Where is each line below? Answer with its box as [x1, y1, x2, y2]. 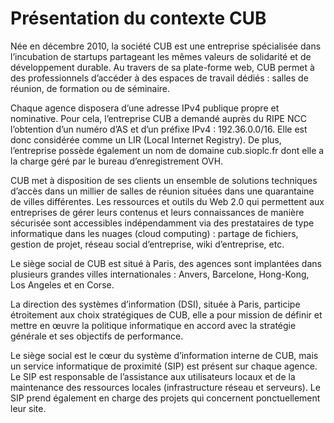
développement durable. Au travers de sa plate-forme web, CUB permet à [10, 61, 315, 73]
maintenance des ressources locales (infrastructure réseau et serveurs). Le [10, 381, 321, 393]
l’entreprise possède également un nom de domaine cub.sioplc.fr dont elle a [10, 144, 325, 156]
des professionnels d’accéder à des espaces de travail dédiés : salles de [10, 72, 309, 84]
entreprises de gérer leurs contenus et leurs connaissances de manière [10, 206, 305, 218]
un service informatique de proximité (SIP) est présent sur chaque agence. [10, 360, 318, 372]
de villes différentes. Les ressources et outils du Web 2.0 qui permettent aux [10, 195, 325, 207]
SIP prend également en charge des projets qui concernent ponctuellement [10, 392, 321, 404]
